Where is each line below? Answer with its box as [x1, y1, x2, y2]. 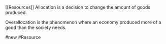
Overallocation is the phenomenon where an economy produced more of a [5, 19, 161, 25]
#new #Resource [5, 34, 41, 40]
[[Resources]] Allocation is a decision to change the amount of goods [5, 4, 151, 10]
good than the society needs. [5, 24, 67, 30]
